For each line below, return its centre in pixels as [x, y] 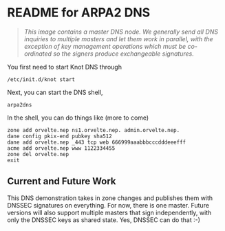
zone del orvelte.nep [38, 154]
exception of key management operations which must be [105, 46]
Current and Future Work [62, 181]
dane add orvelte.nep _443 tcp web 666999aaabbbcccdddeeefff [97, 142]
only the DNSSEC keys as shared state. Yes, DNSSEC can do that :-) [104, 220]
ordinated [38, 54]
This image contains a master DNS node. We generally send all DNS [121, 32]
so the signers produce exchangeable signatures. [124, 54]
